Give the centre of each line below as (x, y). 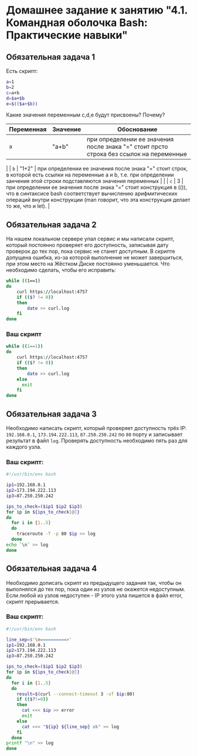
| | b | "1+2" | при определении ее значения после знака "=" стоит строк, (97, 169)
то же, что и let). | (28, 206)
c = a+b (13, 93)
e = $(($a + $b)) (22, 104)
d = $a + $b (16, 98)
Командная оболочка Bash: (77, 23)
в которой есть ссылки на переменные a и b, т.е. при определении (90, 175)
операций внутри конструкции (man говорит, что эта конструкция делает (98, 200)
